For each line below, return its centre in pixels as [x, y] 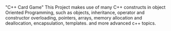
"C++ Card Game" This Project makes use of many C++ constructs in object [86, 7]
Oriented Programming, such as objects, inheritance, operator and [75, 12]
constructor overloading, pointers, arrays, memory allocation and [74, 18]
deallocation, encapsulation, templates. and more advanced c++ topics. [81, 23]
